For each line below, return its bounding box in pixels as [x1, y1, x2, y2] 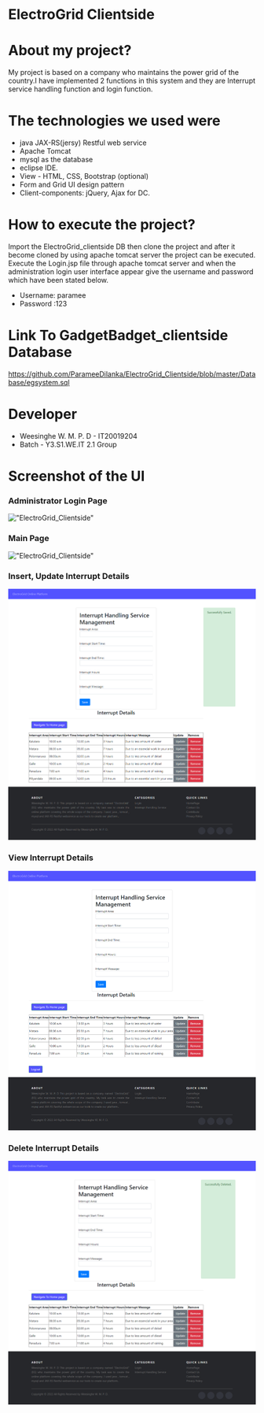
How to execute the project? [8, 216, 196, 234]
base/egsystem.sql [8, 377, 70, 387]
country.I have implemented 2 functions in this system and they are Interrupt [8, 76, 256, 86]
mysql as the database [19, 155, 93, 165]
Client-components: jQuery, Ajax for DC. [19, 188, 151, 198]
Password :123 [19, 299, 68, 308]
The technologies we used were [8, 112, 221, 130]
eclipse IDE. [19, 163, 59, 172]
